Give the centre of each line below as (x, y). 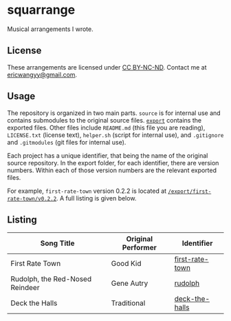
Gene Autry (130, 283)
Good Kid (126, 264)
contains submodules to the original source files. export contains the (104, 120)
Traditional (128, 303)
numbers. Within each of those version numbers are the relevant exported (112, 170)
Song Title (57, 243)
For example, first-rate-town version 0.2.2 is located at (87, 191)
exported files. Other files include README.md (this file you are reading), (106, 127)
